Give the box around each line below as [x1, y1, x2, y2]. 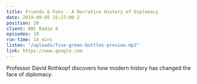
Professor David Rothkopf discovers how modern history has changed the [6, 64, 191, 71]
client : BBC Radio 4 [6, 25, 59, 32]
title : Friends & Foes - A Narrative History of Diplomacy [6, 8, 159, 15]
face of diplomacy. [6, 70, 53, 78]
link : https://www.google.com [6, 48, 83, 54]
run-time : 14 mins [6, 37, 53, 43]
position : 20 [6, 20, 39, 26]
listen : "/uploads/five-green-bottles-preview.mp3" [6, 43, 139, 49]
